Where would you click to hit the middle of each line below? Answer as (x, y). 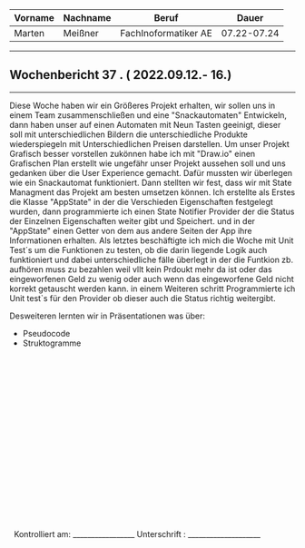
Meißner (81, 33)
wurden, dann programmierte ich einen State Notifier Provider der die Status (152, 211)
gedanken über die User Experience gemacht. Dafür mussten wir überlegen (151, 172)
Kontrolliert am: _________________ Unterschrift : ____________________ (137, 533)
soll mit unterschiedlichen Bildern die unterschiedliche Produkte (128, 134)
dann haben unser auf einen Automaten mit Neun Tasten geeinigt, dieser (145, 124)
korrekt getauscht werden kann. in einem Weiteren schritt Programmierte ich (152, 289)
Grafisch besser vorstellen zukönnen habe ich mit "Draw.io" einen (133, 153)
